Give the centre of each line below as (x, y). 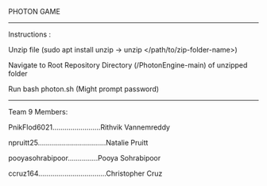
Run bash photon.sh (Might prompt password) (84, 89)
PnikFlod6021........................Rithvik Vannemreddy (89, 127)
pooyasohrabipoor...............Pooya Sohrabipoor (85, 158)
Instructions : (30, 34)
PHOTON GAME (35, 12)
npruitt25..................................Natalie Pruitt (78, 143)
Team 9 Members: (38, 112)
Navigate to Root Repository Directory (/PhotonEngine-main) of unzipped (128, 65)
